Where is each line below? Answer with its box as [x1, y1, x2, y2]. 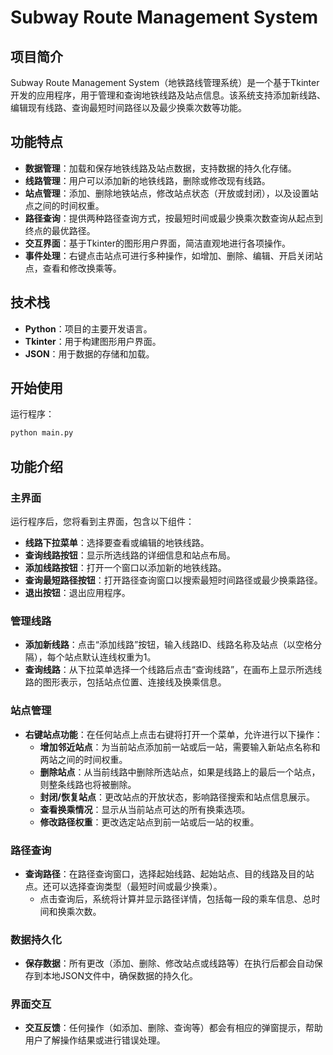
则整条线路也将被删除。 [39, 778, 137, 790]
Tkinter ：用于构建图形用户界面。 [24, 335, 162, 347]
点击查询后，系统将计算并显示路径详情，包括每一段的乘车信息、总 [39, 892, 312, 905]
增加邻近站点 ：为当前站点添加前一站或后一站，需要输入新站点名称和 [39, 741, 321, 753]
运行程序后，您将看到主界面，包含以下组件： [10, 516, 195, 527]
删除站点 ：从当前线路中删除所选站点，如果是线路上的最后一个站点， [39, 766, 321, 778]
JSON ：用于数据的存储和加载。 [24, 347, 155, 360]
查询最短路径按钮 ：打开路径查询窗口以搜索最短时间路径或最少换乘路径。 [24, 574, 323, 586]
